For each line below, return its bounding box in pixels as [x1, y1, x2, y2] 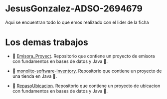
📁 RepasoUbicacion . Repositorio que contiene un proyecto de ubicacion [12, 83, 161, 89]
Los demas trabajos [5, 37, 88, 48]
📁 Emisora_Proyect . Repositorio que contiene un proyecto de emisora [12, 53, 156, 59]
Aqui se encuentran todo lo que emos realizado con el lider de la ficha [5, 19, 149, 25]
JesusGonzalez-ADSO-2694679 [5, 3, 143, 14]
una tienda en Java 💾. [12, 73, 57, 79]
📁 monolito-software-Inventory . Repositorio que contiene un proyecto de [12, 68, 162, 74]
